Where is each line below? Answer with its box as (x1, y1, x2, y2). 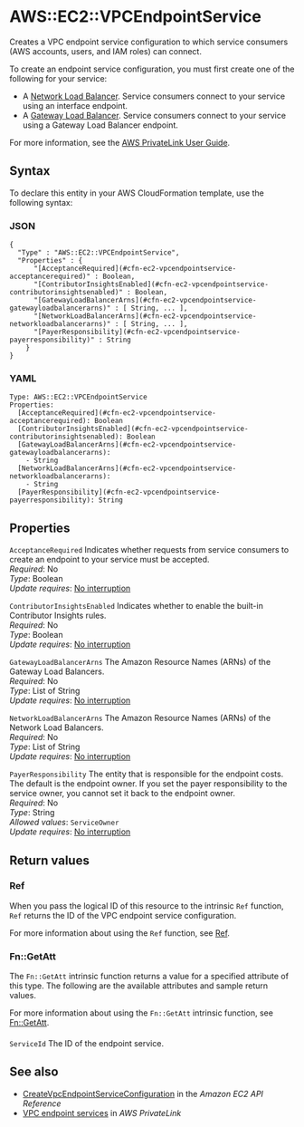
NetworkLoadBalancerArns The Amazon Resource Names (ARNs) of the (9, 713, 271, 724)
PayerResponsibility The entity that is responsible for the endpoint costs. (9, 768, 284, 780)
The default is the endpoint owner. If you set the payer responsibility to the (9, 778, 288, 789)
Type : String (9, 807, 55, 818)
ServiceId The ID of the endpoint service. (9, 1037, 165, 1048)
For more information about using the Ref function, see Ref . (9, 927, 231, 939)
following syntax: (9, 197, 73, 207)
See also (9, 1064, 59, 1080)
